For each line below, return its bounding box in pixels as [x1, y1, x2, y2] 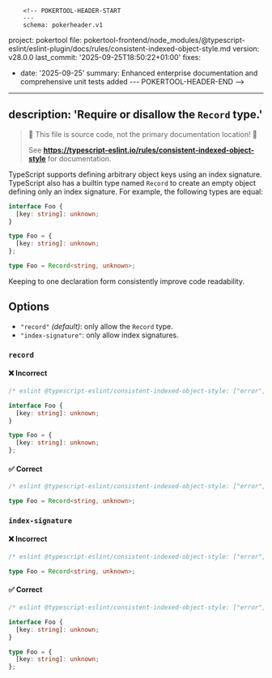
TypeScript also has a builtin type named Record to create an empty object [8, 178, 257, 187]
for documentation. [47, 153, 112, 163]
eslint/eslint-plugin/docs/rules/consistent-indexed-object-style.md [8, 44, 231, 54]
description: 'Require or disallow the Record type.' [8, 108, 263, 122]
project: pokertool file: [8, 36, 83, 45]
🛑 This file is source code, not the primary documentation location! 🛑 [28, 129, 257, 139]
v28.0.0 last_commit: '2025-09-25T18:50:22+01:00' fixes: [8, 53, 201, 62]
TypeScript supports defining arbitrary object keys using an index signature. [8, 169, 262, 179]
